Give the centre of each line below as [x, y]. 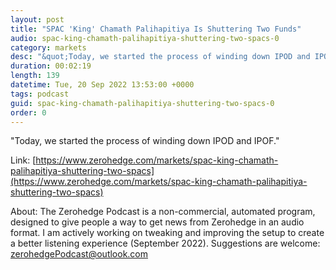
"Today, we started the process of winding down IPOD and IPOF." [145, 141]
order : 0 [28, 112]
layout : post [37, 19]
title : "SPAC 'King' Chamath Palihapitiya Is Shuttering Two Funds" [156, 29]
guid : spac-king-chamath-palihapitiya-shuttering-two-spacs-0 [142, 103]
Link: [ [23, 160]
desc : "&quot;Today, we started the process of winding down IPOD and [160, 57]
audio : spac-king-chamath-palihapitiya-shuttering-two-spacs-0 [145, 38]
